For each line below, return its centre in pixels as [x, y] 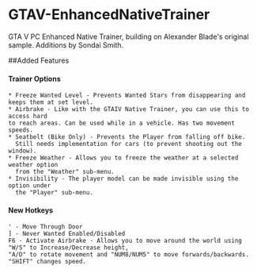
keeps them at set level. [51, 102]
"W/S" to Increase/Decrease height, [68, 248]
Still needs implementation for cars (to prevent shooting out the [129, 144]
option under [30, 186]
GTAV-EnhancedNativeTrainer [109, 15]
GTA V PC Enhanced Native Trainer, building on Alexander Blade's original [128, 37]
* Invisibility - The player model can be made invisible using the [123, 179]
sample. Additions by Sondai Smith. [66, 44]
